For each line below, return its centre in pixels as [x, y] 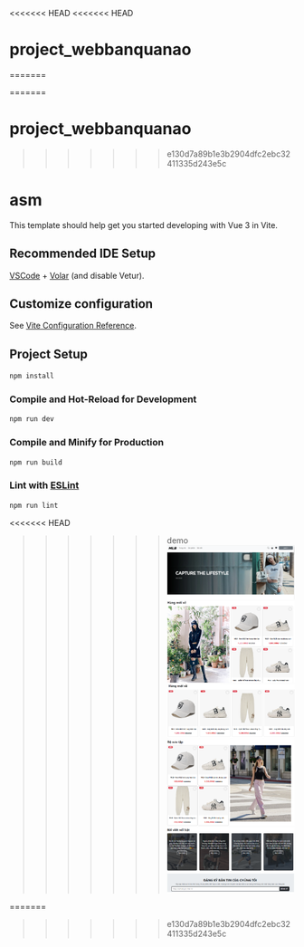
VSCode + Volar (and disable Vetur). [77, 275]
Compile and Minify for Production [87, 443]
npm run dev [32, 419]
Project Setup [49, 354]
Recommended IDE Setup [83, 254]
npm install [32, 376]
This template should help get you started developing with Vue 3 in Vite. [144, 225]
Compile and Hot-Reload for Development [103, 399]
